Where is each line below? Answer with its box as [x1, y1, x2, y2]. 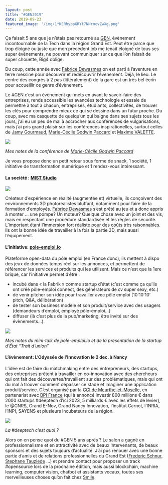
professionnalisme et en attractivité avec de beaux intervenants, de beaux [5, 442, 158, 448]
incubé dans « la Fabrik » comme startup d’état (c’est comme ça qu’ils [12, 281, 157, 287]
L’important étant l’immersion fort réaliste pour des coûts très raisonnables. [5, 222, 161, 228]
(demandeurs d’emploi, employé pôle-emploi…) [12, 307, 111, 313]
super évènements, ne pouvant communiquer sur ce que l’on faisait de [5, 51, 151, 57]
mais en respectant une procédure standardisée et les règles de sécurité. [5, 217, 157, 223]
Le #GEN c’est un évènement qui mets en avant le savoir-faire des [5, 92, 141, 98]
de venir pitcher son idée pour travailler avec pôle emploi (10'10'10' [12, 291, 151, 297]
